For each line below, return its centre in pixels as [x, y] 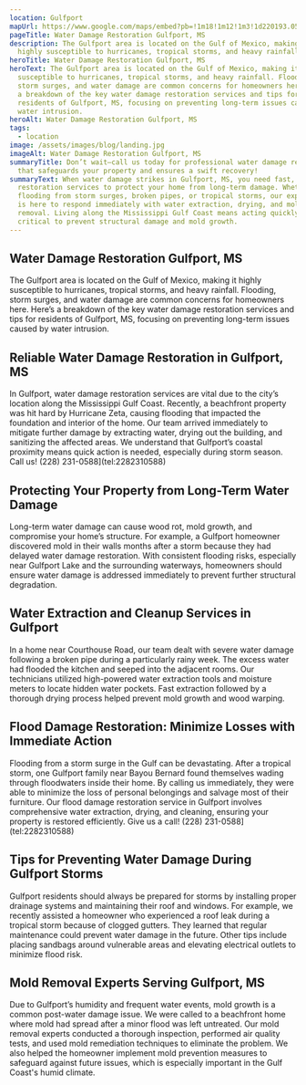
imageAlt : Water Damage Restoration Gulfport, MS [106, 153]
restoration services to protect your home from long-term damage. [148, 188]
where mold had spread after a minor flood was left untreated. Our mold [144, 1024]
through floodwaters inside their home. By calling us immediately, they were [152, 782]
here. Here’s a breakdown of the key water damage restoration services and [152, 309]
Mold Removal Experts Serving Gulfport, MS [138, 982]
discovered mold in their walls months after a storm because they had [140, 546]
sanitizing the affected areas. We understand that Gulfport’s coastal [136, 443]
